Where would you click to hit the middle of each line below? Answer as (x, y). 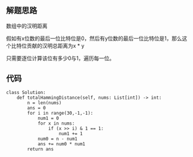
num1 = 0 (48, 118)
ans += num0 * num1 (61, 144)
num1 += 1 (71, 133)
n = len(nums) (44, 103)
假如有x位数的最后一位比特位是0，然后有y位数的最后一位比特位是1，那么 (94, 38)
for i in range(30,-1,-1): (60, 113)
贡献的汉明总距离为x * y (55, 45)
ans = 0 (36, 108)
